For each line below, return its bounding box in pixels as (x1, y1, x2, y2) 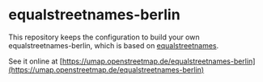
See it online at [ (8, 56, 63, 66)
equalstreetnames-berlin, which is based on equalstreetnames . (8, 40, 219, 50)
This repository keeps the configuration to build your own (8, 32, 200, 42)
